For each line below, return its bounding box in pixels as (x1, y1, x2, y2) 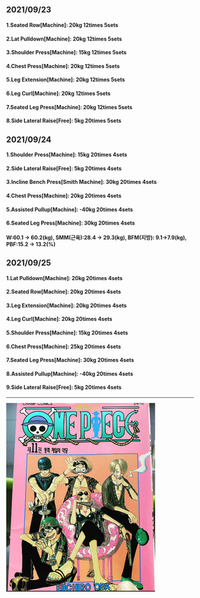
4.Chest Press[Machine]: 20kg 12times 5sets (6, 62, 120, 69)
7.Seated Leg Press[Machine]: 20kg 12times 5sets (6, 103, 133, 111)
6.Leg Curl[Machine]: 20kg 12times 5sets (6, 90, 111, 97)
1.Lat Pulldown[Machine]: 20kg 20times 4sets (6, 274, 123, 281)
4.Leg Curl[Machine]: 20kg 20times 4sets (6, 315, 112, 323)
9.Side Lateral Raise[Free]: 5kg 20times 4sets (6, 384, 122, 391)
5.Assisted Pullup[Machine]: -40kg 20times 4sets (6, 206, 133, 213)
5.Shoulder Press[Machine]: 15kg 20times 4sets (6, 329, 129, 336)
